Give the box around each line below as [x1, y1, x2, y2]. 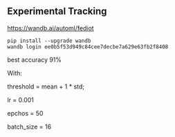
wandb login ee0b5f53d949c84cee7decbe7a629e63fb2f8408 [7, 43, 169, 51]
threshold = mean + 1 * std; [7, 82, 85, 91]
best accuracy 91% [7, 55, 62, 64]
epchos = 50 [7, 109, 44, 117]
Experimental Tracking [7, 6, 107, 17]
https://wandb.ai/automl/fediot [7, 24, 95, 32]
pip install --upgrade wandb [7, 37, 91, 44]
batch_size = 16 [7, 122, 52, 131]
